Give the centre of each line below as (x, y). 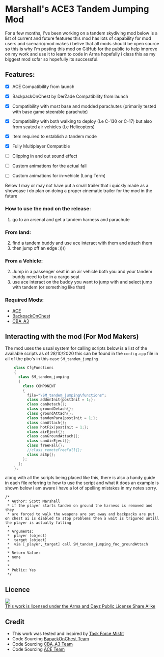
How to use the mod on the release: (48, 209)
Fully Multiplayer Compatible (41, 146)
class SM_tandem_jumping (43, 377)
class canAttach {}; (47, 423)
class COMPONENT (39, 386)
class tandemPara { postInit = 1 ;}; (62, 418)
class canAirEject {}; (49, 441)
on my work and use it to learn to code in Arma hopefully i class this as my (80, 54)
